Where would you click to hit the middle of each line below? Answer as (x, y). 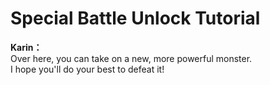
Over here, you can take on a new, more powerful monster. (131, 58)
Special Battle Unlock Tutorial (135, 18)
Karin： (26, 47)
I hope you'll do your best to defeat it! (87, 69)
